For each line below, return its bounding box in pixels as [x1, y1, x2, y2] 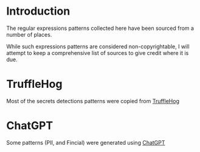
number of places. [6, 31, 52, 38]
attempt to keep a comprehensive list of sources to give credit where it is [6, 49, 189, 56]
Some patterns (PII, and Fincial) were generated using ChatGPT [6, 139, 165, 146]
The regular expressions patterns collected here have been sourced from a [6, 24, 195, 32]
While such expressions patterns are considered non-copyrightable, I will [6, 43, 190, 50]
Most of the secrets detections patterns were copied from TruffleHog [6, 97, 179, 104]
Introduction [6, 4, 71, 18]
